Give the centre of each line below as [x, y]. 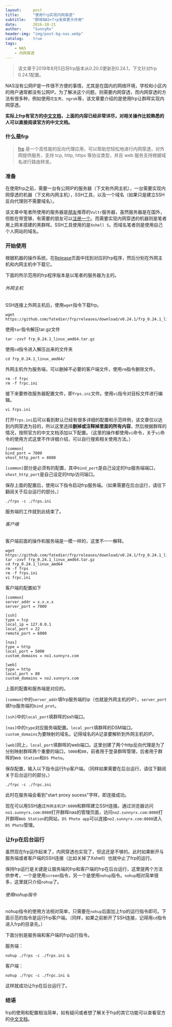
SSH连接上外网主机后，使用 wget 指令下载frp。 [53, 305]
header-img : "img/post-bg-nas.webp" [44, 34]
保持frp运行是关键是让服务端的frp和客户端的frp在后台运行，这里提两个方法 [84, 869]
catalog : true [24, 39]
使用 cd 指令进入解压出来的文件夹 [39, 349]
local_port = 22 [23, 629]
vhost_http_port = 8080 [31, 458]
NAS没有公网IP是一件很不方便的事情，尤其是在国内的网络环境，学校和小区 [84, 86]
